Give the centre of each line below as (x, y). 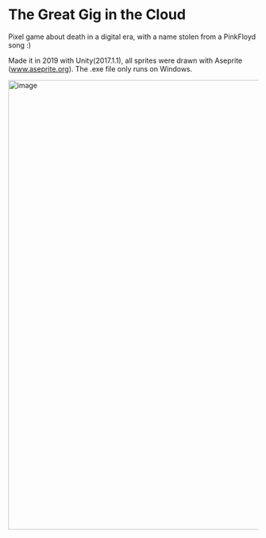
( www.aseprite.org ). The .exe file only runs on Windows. (100, 68)
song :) (20, 45)
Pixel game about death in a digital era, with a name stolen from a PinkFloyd (132, 37)
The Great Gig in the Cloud (97, 15)
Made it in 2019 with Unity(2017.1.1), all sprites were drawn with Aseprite (125, 60)
